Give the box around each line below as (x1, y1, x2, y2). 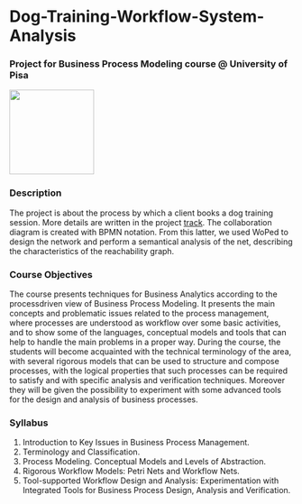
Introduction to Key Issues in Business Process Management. (22, 437, 250, 448)
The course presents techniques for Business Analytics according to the (9, 289, 278, 299)
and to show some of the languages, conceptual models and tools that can (9, 327, 287, 338)
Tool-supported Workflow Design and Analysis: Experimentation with (22, 475, 279, 486)
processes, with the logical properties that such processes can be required (9, 365, 288, 376)
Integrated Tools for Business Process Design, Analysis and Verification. (22, 485, 291, 496)
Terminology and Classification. (22, 446, 141, 457)
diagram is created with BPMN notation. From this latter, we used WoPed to (9, 226, 288, 237)
